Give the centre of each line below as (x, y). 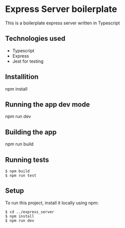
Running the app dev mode (48, 104)
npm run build (19, 144)
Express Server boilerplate (61, 9)
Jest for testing (28, 61)
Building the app (31, 132)
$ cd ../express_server (30, 212)
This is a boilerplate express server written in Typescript (62, 23)
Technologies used (35, 39)
